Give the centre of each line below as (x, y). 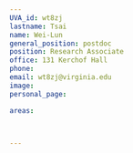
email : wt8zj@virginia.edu (61, 77)
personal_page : (38, 94)
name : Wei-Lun (36, 35)
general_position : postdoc (61, 43)
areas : (22, 110)
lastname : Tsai (38, 26)
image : (22, 86)
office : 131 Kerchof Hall (58, 60)
